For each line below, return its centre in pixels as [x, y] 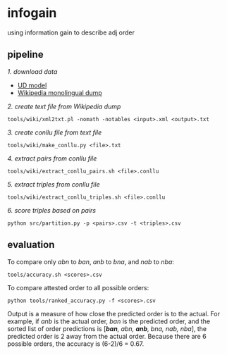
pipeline [25, 55]
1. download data [32, 71]
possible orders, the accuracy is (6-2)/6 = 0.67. [76, 344]
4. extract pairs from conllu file [52, 158]
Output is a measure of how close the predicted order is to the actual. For [114, 313]
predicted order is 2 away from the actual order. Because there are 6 [107, 336]
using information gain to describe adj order [71, 32]
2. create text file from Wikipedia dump [64, 106]
